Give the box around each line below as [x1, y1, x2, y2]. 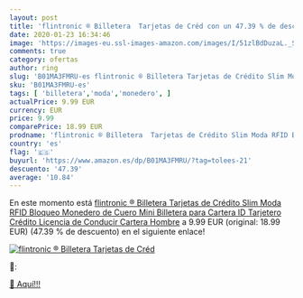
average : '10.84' [9, 172, 75, 182]
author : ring [9, 64, 59, 73]
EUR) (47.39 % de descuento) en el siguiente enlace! [9, 227, 206, 237]
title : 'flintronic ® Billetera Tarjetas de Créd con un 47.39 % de [9, 22, 277, 31]
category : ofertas [9, 55, 78, 64]
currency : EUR [9, 106, 63, 115]
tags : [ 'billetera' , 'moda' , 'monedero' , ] [9, 88, 171, 98]
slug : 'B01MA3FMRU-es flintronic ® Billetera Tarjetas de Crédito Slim [9, 72, 284, 81]
